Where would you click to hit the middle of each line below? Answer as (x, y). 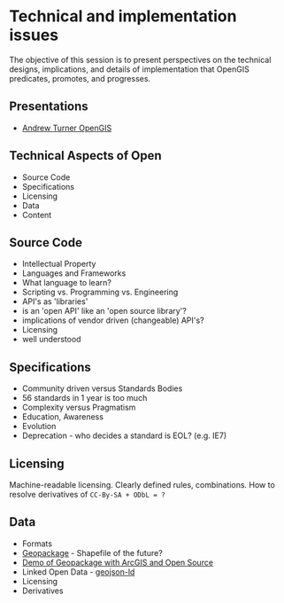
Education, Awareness (63, 417)
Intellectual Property (59, 264)
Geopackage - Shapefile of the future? (92, 552)
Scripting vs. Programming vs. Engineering (100, 292)
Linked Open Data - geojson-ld (78, 572)
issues (34, 35)
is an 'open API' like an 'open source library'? (104, 311)
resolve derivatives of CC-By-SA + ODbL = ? (87, 494)
